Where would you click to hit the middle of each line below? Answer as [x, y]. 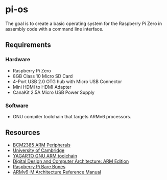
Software [17, 106]
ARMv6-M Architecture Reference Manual [57, 172]
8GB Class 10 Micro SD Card [43, 76]
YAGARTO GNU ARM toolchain [45, 156]
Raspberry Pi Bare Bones [39, 166]
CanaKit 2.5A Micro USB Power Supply [54, 92]
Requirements [28, 45]
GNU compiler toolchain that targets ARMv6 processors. [72, 116]
